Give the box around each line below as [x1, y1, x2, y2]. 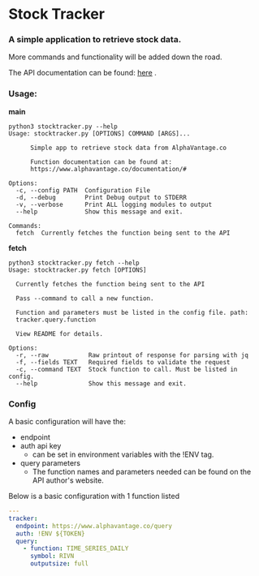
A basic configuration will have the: [8, 417, 126, 427]
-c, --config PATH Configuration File [15, 186, 151, 195]
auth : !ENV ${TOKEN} [15, 529, 85, 538]
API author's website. [32, 475, 104, 485]
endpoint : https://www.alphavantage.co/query [15, 522, 173, 530]
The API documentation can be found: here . [8, 68, 157, 78]
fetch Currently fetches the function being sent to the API [15, 229, 231, 237]
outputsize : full [29, 560, 89, 568]
